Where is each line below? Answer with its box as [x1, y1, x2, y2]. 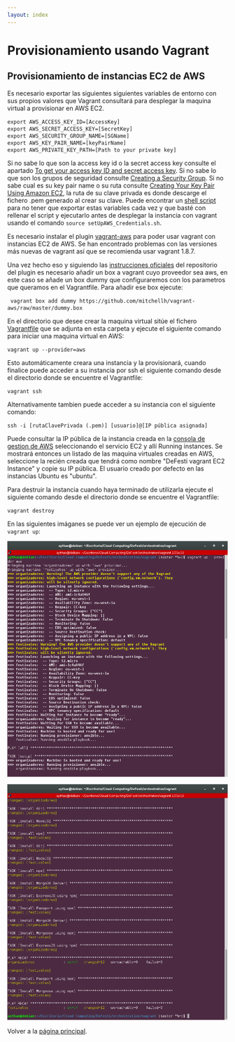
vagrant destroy [7, 507, 55, 514]
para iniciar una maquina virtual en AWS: [7, 331, 124, 340]
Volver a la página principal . [7, 1027, 87, 1035]
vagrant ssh [7, 388, 42, 395]
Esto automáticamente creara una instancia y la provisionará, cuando [7, 358, 206, 367]
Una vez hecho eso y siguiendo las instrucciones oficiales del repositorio [7, 260, 218, 269]
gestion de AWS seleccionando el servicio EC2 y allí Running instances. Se [7, 442, 223, 450]
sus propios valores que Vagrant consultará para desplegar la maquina [7, 96, 211, 105]
